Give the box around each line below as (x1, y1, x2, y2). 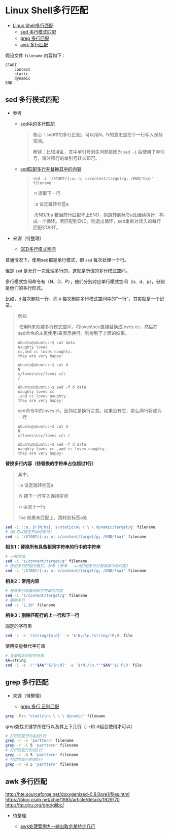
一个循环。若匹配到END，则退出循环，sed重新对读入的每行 (37, 218, 161, 224)
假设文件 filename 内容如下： (5, 52, 66, 59)
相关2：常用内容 (5, 578, 40, 584)
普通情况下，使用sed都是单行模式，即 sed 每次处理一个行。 (5, 256, 129, 263)
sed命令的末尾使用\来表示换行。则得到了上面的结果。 (17, 330, 129, 336)
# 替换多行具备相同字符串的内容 (5, 588, 63, 593)
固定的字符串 (5, 623, 32, 629)
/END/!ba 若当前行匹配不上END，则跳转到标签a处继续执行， (34, 212, 160, 218)
